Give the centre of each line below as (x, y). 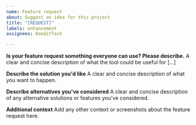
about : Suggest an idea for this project (58, 17)
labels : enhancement (32, 28)
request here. (23, 116)
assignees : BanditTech (34, 34)
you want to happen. (31, 80)
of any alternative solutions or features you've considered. (78, 98)
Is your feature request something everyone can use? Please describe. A (98, 56)
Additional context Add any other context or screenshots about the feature (98, 110)
